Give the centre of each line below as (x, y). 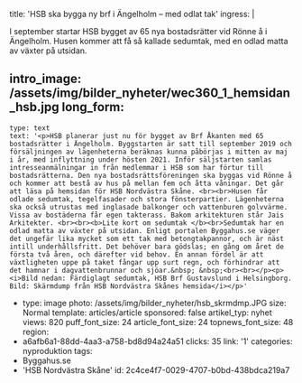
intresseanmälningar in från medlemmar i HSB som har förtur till (137, 167)
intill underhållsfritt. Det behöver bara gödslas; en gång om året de (146, 247)
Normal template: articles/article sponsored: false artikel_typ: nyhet (147, 313)
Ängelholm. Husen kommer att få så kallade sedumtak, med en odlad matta (149, 41)
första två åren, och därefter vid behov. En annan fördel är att (137, 254)
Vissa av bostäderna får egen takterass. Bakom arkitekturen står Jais (146, 215)
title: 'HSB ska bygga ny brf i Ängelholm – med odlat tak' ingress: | (132, 14)
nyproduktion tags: (57, 350)
